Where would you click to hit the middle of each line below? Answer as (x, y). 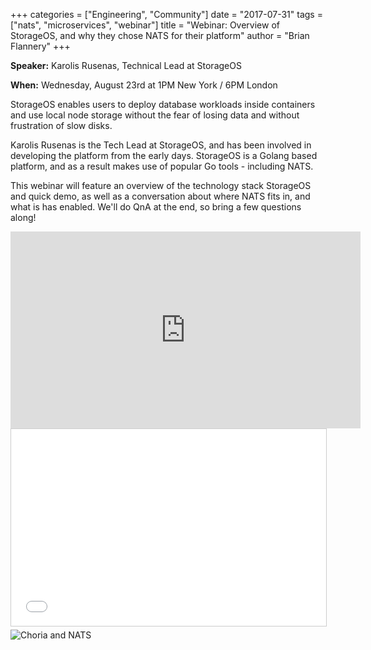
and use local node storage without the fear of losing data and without (155, 115)
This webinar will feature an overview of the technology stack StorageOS (161, 185)
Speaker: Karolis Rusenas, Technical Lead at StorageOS (126, 65)
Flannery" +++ (40, 46)
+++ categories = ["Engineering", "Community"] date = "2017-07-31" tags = (166, 14)
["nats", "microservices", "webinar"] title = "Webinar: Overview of (145, 25)
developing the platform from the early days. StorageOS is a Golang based (164, 155)
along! (23, 217)
